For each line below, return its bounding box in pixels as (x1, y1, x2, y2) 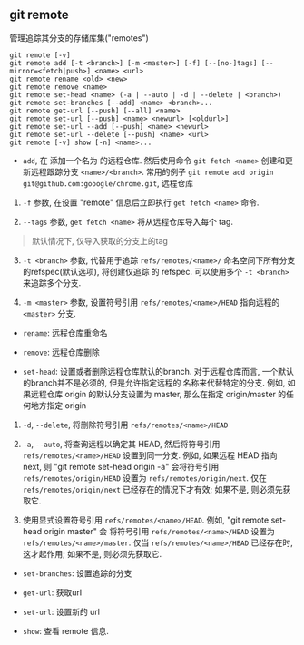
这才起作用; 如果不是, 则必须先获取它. (22, 548, 162, 559)
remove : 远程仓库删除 (22, 347, 100, 357)
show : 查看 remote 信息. (22, 625, 109, 636)
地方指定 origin (30, 399, 87, 411)
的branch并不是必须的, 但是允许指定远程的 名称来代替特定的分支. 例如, (22, 376, 286, 388)
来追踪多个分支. (22, 277, 82, 288)
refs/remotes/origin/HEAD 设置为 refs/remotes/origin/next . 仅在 (22, 472, 268, 484)
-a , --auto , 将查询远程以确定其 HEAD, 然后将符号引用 (22, 438, 221, 449)
